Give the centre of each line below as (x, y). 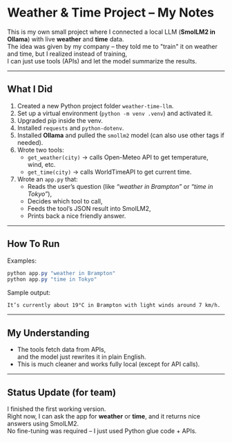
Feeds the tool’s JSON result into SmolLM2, (89, 208)
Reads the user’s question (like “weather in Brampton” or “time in (120, 186)
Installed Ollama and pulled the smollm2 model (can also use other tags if (120, 135)
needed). (30, 142)
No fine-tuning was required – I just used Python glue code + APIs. (102, 431)
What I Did (30, 89)
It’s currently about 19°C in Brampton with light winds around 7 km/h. (114, 305)
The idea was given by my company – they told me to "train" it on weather (113, 46)
